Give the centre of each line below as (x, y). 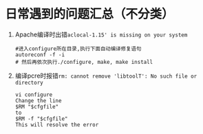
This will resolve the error (57, 124)
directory (29, 82)
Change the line (38, 100)
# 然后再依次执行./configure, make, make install (84, 62)
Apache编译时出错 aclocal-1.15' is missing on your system (101, 34)
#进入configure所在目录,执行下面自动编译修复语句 (78, 49)
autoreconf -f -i (40, 55)
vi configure (34, 94)
